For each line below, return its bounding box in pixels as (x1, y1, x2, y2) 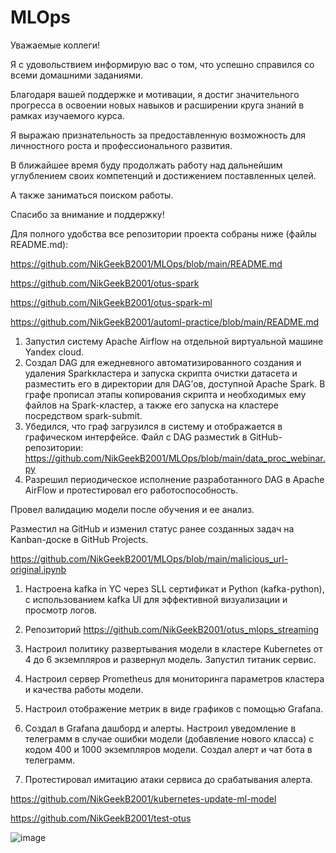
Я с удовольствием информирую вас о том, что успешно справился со (10, 58, 315, 70)
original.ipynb (10, 563, 67, 575)
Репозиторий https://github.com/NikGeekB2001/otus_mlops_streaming (24, 623, 320, 635)
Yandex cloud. (24, 346, 85, 358)
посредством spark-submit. (24, 409, 143, 421)
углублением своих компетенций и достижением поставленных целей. (10, 169, 317, 181)
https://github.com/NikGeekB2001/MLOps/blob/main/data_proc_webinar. (24, 452, 326, 464)
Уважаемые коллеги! (10, 39, 101, 51)
